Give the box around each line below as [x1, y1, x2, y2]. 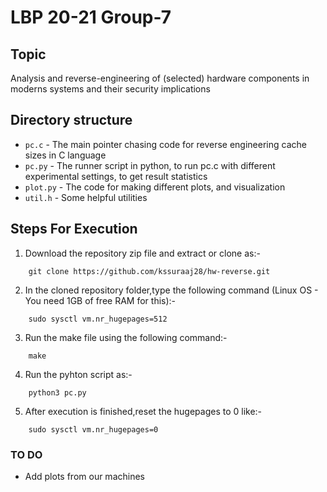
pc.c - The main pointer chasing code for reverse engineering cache [24, 138, 307, 150]
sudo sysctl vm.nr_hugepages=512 [28, 314, 168, 324]
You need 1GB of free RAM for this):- [24, 294, 177, 306]
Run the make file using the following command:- [24, 331, 228, 343]
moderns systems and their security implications [10, 83, 211, 95]
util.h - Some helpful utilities [24, 191, 148, 203]
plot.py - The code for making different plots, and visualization [24, 181, 286, 193]
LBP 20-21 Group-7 [10, 6, 172, 29]
